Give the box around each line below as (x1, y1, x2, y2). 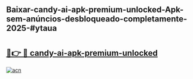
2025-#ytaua (6, 23, 57, 33)
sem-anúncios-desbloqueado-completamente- (6, 14, 188, 24)
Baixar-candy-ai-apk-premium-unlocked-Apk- (6, 5, 184, 15)
